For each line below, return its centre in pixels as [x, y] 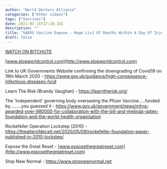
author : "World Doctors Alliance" [41, 10]
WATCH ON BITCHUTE [29, 51]
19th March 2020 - [24, 76]
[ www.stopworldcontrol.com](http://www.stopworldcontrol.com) [71, 61]
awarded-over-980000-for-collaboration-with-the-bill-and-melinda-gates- [82, 111]
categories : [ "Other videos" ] [37, 14]
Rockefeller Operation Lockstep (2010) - [46, 126]
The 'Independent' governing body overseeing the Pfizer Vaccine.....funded [83, 100]
